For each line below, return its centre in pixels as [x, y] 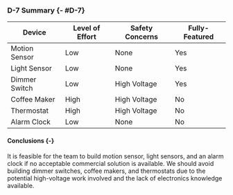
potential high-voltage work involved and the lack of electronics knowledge [115, 178]
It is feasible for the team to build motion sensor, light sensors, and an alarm [115, 156]
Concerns [141, 37]
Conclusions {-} [31, 140]
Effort [87, 37]
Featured [199, 37]
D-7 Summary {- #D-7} [46, 10]
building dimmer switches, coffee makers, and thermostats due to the [106, 171]
